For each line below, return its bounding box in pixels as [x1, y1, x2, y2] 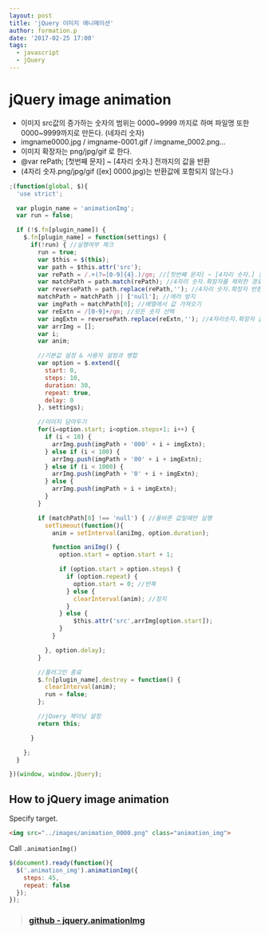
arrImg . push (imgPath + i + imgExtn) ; [51, 485, 178, 493]
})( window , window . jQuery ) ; [9, 770, 103, 778]
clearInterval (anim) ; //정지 [73, 595, 167, 603]
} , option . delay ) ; [44, 646, 106, 655]
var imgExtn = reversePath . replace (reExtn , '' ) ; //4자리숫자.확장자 [38, 315, 255, 323]
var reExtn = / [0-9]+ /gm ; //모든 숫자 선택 [38, 307, 175, 315]
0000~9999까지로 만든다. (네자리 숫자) [20, 128, 144, 137]
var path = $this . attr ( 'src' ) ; [38, 263, 142, 271]
